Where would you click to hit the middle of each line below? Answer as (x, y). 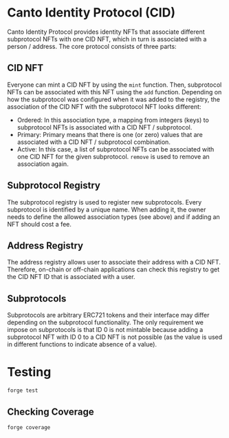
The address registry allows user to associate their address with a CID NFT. (114, 262)
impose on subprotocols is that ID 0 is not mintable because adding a (105, 330)
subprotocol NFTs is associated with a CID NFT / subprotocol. (105, 127)
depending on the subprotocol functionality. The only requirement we (106, 322)
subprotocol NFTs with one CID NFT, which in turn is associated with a (107, 39)
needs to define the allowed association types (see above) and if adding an (113, 217)
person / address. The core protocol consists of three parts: (92, 46)
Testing (29, 372)
